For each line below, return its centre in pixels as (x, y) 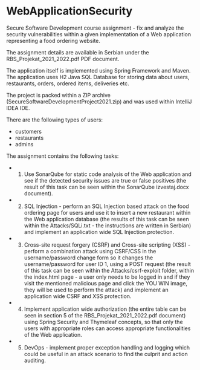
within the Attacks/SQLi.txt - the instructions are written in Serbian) (108, 226)
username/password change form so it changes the (89, 258)
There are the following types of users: (55, 120)
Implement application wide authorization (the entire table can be (105, 309)
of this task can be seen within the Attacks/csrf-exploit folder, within (109, 270)
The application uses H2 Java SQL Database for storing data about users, (98, 77)
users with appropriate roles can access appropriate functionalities (107, 328)
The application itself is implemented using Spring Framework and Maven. (98, 70)
